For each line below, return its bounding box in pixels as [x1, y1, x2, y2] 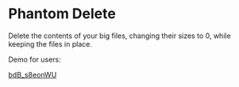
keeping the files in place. [8, 39, 93, 48]
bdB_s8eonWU [8, 70, 57, 79]
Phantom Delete [8, 5, 117, 23]
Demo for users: [8, 55, 61, 64]
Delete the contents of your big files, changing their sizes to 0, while [8, 31, 232, 40]
